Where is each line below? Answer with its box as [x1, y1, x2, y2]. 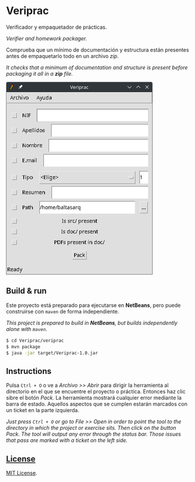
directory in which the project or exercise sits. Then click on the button [6, 424, 177, 432]
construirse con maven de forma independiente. [6, 308, 119, 315]
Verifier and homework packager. [6, 35, 87, 42]
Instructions [6, 366, 52, 376]
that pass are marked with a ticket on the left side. [6, 437, 128, 444]
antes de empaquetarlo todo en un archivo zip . [6, 52, 119, 59]
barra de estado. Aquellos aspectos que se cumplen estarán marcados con [6, 400, 187, 407]
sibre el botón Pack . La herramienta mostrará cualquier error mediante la [6, 395, 182, 402]
